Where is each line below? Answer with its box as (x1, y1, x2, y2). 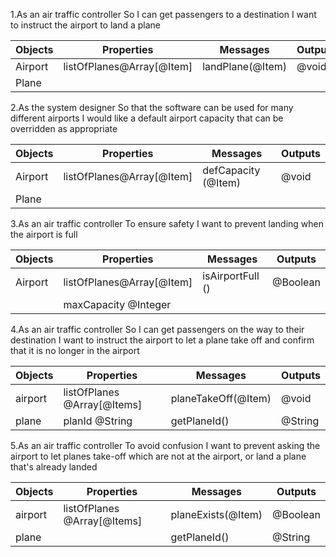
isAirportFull (202, 269, 260, 283)
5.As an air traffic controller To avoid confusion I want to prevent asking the (10, 440, 321, 451)
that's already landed (10, 461, 98, 473)
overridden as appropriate (10, 123, 118, 134)
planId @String (63, 414, 133, 428)
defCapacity (202, 164, 261, 177)
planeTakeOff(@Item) (170, 392, 272, 405)
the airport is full (10, 229, 78, 240)
